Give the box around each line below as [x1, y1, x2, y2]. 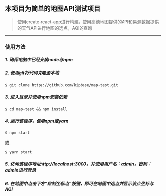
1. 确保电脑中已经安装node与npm [5, 57, 73, 63]
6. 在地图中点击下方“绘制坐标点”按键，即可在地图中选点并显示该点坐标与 [5, 180, 154, 186]
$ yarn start [5, 150, 32, 155]
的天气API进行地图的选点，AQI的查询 [17, 25, 92, 31]
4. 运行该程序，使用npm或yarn [5, 118, 69, 124]
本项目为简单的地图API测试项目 [5, 4, 101, 13]
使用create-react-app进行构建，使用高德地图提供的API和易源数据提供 [17, 19, 159, 25]
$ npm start [5, 131, 30, 135]
